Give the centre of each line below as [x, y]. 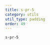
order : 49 [15, 24]
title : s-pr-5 [20, 10]
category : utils [22, 14]
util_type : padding [25, 19]
